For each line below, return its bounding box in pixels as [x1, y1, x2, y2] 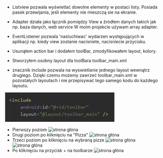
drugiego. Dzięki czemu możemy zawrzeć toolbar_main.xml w [12, 72, 138, 78]
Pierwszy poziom [12, 127, 47, 133]
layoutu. [12, 83, 29, 89]
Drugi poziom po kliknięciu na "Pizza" [12, 132, 89, 137]
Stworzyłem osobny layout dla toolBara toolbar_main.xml [12, 58, 127, 63]
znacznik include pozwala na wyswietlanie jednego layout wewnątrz [12, 67, 150, 73]
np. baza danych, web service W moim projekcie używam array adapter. [12, 24, 158, 30]
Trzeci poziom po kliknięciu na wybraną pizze [12, 137, 104, 143]
